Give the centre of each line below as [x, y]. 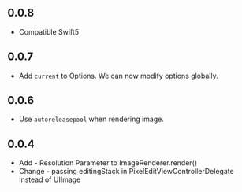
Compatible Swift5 [49, 31]
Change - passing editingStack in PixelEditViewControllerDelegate [126, 172]
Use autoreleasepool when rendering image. [91, 119]
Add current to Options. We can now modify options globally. [118, 76]
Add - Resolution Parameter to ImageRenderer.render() [108, 163]
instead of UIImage [50, 179]
